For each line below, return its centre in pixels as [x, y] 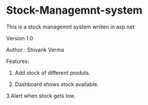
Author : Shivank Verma [35, 50]
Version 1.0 [20, 38]
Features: [18, 61]
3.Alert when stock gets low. [41, 96]
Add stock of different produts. [53, 72]
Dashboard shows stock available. [57, 84]
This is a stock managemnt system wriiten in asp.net [70, 27]
